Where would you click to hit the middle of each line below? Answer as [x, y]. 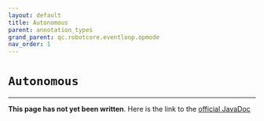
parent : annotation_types [50, 30]
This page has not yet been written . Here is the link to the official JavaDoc [130, 109]
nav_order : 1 [29, 44]
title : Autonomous [38, 23]
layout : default [35, 15]
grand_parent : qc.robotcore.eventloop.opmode [84, 37]
